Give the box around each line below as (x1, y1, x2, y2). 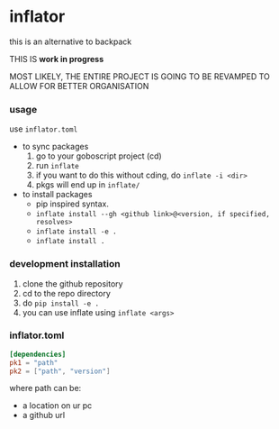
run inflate (35, 160, 79, 171)
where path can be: (9, 383, 82, 394)
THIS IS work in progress (9, 53, 104, 64)
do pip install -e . (22, 297, 100, 308)
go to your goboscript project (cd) (35, 151, 162, 161)
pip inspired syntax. (35, 198, 110, 209)
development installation (9, 258, 121, 270)
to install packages (22, 189, 93, 200)
